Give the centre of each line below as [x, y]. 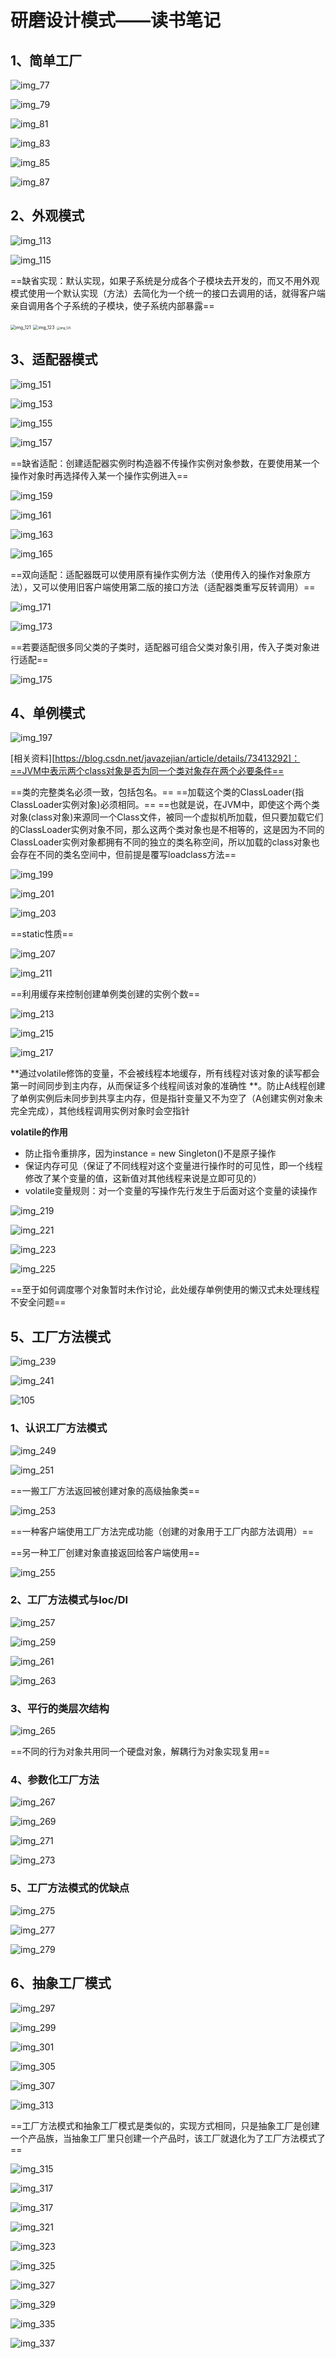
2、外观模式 [47, 216]
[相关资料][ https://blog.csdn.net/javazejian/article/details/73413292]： [155, 758]
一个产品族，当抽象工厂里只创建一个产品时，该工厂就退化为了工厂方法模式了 [168, 2138]
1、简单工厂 [46, 60]
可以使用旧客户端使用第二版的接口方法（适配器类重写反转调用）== [178, 587]
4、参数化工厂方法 [55, 1780]
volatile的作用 [39, 1132]
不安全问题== [38, 1302]
